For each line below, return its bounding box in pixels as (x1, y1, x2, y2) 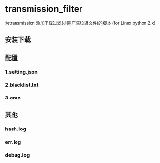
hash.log (5, 125, 27, 132)
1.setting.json (5, 68, 38, 75)
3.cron (5, 95, 21, 101)
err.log (5, 138, 21, 145)
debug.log (5, 151, 30, 158)
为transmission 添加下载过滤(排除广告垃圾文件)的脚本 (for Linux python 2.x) (5, 20, 156, 26)
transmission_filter (5, 3, 83, 15)
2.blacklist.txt (5, 81, 39, 88)
